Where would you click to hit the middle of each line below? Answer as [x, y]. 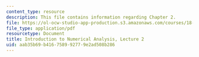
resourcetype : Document [36, 34]
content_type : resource [36, 12]
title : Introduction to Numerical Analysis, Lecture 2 [75, 39]
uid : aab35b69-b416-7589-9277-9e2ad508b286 [61, 45]
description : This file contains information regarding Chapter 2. [91, 17]
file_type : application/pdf [41, 28]
